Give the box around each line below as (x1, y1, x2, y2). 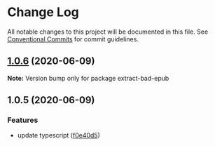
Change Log (7, 4, 79, 20)
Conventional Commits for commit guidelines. (7, 34, 139, 43)
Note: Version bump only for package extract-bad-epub (7, 74, 169, 82)
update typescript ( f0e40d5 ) (17, 131, 100, 140)
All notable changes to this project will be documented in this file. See (7, 27, 209, 36)
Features (7, 115, 39, 125)
